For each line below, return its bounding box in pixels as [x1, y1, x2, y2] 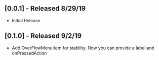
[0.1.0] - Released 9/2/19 [4, 32, 82, 40]
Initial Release [11, 17, 40, 23]
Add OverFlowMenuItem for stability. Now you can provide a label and [11, 45, 155, 51]
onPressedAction [11, 50, 47, 56]
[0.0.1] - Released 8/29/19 [4, 4, 86, 13]
